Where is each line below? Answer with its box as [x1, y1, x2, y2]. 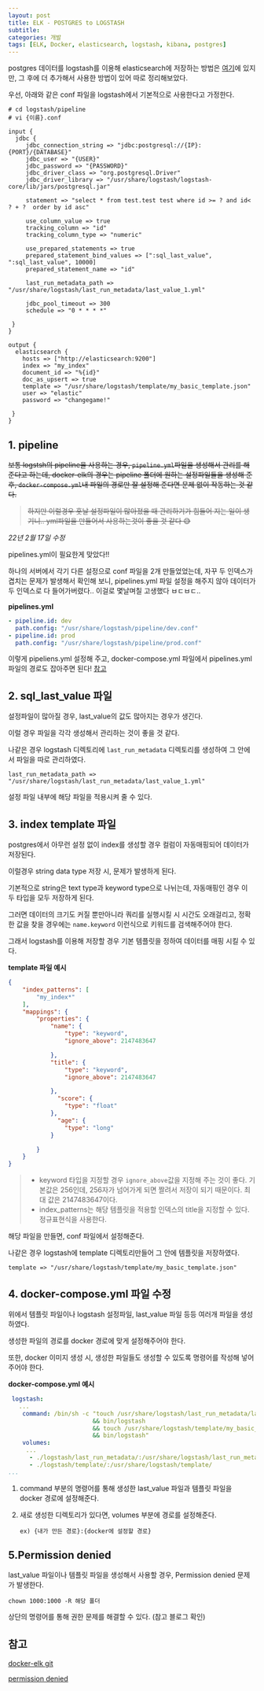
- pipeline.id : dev [8, 617, 72, 625]
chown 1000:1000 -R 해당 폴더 [8, 1597, 101, 1605]
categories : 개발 [8, 33, 61, 42]
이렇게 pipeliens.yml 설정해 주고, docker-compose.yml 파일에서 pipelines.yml [8, 654, 253, 663]
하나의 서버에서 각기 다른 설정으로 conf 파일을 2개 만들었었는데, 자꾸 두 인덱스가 [8, 566, 253, 575]
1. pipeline [8, 438, 59, 452]
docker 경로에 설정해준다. [19, 1493, 100, 1503]
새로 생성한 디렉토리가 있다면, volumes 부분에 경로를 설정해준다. [19, 1510, 218, 1519]
